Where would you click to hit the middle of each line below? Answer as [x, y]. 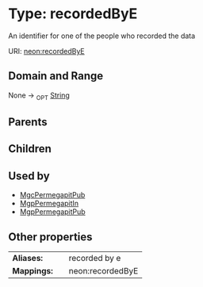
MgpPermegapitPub [52, 212]
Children [30, 149]
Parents [28, 122]
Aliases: [28, 258]
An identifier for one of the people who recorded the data [102, 36]
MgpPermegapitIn [49, 204]
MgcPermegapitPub [52, 195]
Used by [29, 176]
